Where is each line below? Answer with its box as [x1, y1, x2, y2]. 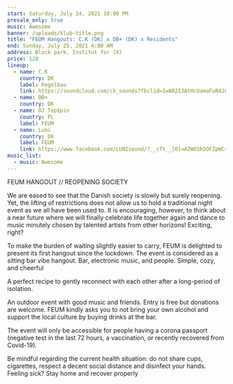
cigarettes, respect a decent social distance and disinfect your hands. [7, 362, 207, 370]
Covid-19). [7, 341, 37, 349]
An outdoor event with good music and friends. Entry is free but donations [7, 298, 220, 306]
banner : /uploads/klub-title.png [7, 29, 104, 37]
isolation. [7, 284, 33, 292]
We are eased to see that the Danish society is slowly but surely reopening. [7, 191, 222, 199]
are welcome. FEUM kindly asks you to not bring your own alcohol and [7, 305, 209, 313]
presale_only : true [7, 17, 64, 24]
